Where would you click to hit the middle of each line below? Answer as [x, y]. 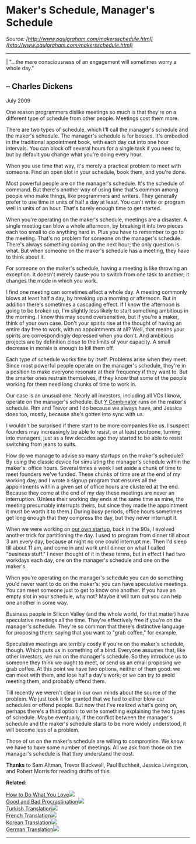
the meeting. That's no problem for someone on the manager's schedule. [94, 238]
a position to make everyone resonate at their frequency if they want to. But [97, 372]
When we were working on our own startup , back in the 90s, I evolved [90, 529]
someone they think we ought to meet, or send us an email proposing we [94, 663]
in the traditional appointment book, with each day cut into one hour [87, 142]
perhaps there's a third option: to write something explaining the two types [96, 711]
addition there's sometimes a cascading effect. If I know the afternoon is [93, 304]
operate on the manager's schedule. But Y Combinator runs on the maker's [96, 402]
